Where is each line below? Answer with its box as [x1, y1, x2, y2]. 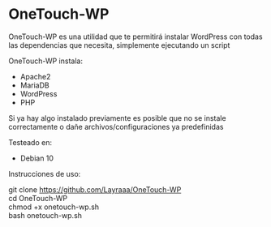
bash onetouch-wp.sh [8, 210, 83, 220]
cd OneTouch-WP [8, 193, 67, 203]
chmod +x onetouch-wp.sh [8, 202, 100, 212]
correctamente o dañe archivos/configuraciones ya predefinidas [8, 122, 224, 131]
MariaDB [19, 80, 50, 90]
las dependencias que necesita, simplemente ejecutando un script [8, 40, 230, 49]
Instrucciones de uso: [8, 169, 81, 178]
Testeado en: [8, 137, 53, 147]
